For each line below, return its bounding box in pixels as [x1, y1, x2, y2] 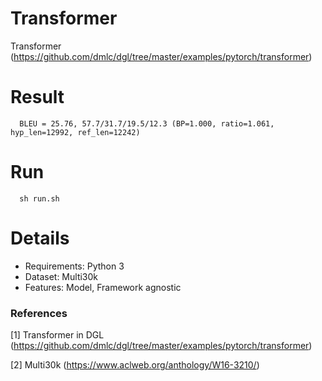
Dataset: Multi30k [24, 270, 99, 282]
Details [10, 227, 70, 249]
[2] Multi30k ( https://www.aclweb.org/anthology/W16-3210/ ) [10, 359, 260, 371]
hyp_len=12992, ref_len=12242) [10, 127, 141, 137]
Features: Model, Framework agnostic [24, 281, 182, 293]
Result [10, 86, 65, 109]
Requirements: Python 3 [24, 260, 125, 272]
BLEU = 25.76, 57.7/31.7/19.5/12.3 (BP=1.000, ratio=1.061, [19, 118, 275, 129]
